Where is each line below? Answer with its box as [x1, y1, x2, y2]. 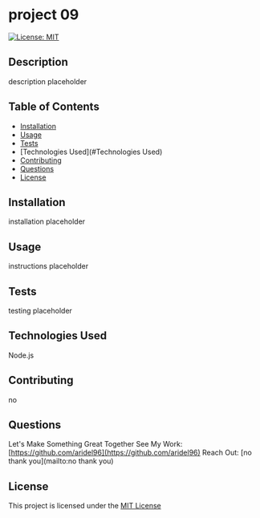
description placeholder [8, 76, 87, 86]
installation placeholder [8, 217, 86, 226]
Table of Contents [8, 100, 100, 114]
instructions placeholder [8, 261, 89, 271]
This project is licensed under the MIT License [8, 501, 162, 511]
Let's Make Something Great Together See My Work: [8, 439, 183, 449]
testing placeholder [8, 306, 72, 315]
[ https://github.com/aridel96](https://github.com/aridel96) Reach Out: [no [8, 447, 253, 458]
